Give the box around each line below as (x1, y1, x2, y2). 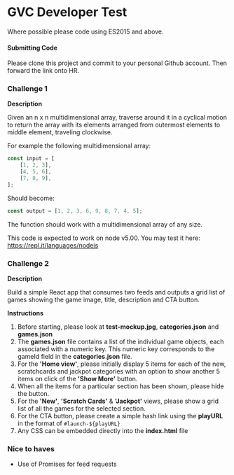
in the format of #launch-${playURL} (17, 419, 121, 427)
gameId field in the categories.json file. (17, 352, 132, 360)
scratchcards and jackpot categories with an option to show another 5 (17, 367, 221, 375)
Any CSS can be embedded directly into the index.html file (17, 426, 188, 434)
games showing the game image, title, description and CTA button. (7, 295, 200, 304)
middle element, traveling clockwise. (7, 128, 113, 136)
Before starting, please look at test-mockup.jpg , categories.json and (17, 322, 219, 331)
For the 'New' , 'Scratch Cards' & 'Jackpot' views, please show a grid (17, 397, 219, 405)
